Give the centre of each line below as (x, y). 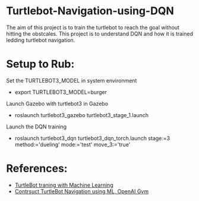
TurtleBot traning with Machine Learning (64, 185)
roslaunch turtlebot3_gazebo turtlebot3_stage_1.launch (82, 115)
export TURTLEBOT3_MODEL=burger (61, 92)
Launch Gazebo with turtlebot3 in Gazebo (57, 103)
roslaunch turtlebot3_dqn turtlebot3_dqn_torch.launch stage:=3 (92, 138)
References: (37, 169)
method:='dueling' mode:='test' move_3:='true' (72, 145)
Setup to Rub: (40, 64)
